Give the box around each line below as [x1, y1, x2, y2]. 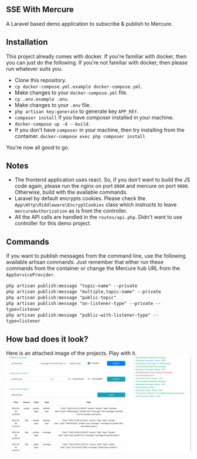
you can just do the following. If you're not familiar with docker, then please [6, 59, 188, 66]
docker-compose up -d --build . [14, 120, 90, 127]
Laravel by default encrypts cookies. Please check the [14, 195, 146, 202]
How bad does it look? [6, 334, 89, 344]
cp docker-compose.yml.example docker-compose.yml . [14, 83, 142, 90]
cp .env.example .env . [14, 95, 69, 102]
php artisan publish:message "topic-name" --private [6, 283, 138, 289]
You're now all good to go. [6, 143, 70, 151]
